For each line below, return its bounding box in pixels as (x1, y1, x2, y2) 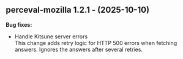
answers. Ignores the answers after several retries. (14, 46, 143, 53)
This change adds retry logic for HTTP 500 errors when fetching (14, 39, 177, 46)
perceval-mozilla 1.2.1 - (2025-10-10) (6, 5, 150, 15)
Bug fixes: (6, 21, 32, 28)
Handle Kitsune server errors (14, 33, 88, 40)
